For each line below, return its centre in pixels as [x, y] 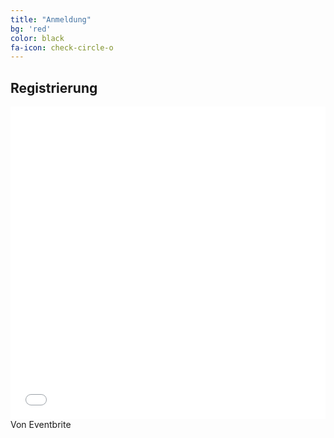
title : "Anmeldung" [51, 19]
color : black [37, 38]
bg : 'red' [31, 29]
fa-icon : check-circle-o [62, 47]
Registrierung [54, 87]
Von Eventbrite [41, 425]
